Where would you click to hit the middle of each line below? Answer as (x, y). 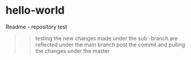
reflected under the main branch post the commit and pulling (110, 45)
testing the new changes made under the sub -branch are (106, 38)
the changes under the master (72, 50)
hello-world (35, 10)
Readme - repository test (36, 27)
